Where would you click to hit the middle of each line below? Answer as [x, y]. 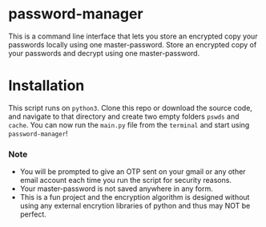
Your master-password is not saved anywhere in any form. [117, 188]
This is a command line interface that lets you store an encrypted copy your [133, 36]
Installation [46, 86]
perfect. [33, 214]
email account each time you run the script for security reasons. [126, 180]
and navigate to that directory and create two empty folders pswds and [124, 116]
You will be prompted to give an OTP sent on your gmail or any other [133, 172]
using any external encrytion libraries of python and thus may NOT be [135, 206]
